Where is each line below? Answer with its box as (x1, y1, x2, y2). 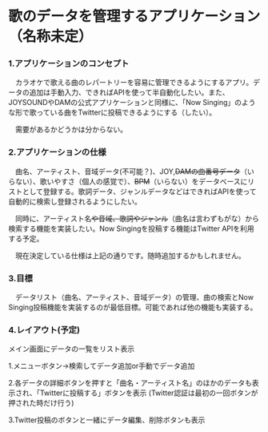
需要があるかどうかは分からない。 (14, 125, 128, 135)
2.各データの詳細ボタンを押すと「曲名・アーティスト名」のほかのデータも (8, 378, 252, 388)
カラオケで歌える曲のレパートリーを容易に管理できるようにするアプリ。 (14, 78, 254, 87)
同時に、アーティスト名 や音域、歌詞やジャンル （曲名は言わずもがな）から (14, 213, 260, 223)
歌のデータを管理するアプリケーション (8, 7, 261, 26)
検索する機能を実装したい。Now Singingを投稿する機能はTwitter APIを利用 (8, 224, 254, 233)
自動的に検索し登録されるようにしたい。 (8, 196, 142, 206)
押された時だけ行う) (8, 398, 74, 408)
